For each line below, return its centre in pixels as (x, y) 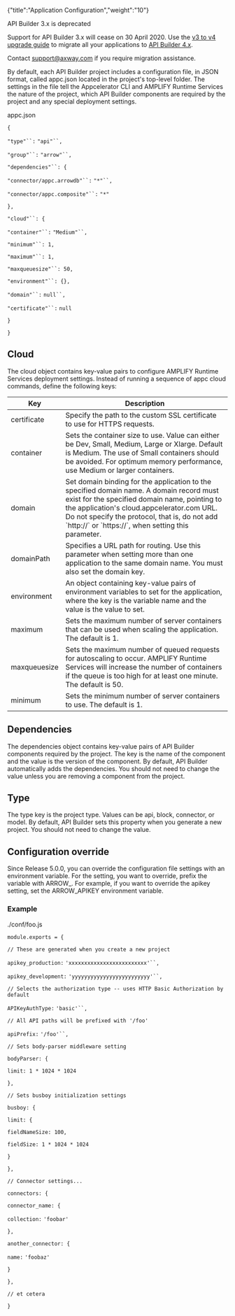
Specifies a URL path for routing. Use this (133, 545)
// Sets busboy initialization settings (67, 1095)
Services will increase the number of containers (144, 667)
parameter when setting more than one (129, 554)
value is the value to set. (105, 609)
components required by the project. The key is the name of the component (116, 753)
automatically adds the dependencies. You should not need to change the (114, 768)
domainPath (30, 558)
